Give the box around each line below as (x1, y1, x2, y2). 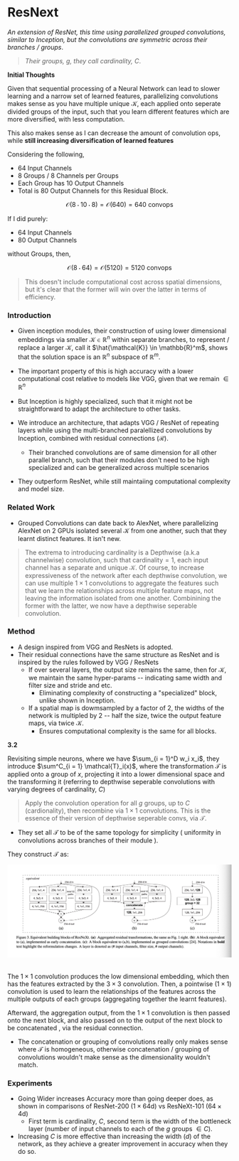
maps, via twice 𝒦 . (28, 719, 84, 727)
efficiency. (24, 292, 55, 301)
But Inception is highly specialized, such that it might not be (17, 397, 193, 406)
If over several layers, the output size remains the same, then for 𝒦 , (28, 665, 227, 674)
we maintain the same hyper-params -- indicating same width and (28, 673, 223, 682)
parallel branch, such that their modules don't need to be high (28, 456, 210, 464)
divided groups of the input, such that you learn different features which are (7, 107, 230, 116)
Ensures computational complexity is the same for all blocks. (38, 727, 217, 735)
